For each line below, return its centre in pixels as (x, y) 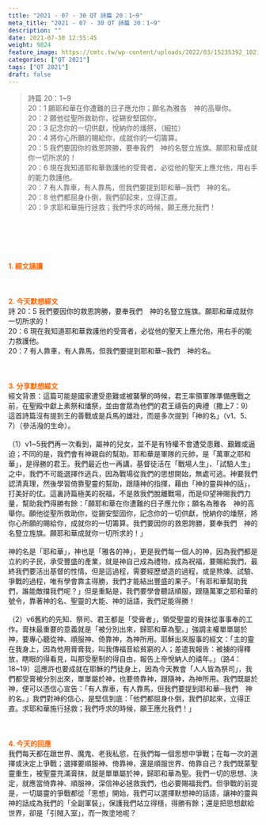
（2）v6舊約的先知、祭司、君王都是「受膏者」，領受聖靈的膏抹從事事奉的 (127, 619)
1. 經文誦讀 (26, 265)
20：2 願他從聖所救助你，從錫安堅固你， (94, 118)
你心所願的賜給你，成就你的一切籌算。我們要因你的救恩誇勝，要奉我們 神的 (133, 523)
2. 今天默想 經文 (33, 301)
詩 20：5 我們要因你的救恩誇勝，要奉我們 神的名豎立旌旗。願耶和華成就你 (131, 311)
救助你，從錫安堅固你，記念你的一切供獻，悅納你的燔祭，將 (160, 513)
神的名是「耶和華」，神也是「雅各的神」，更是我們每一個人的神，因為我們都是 (133, 551)
